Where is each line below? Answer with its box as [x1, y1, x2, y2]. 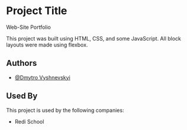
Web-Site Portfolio [6, 24, 51, 31]
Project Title [6, 4, 67, 18]
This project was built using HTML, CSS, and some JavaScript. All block [6, 35, 182, 42]
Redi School [14, 118, 44, 125]
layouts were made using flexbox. [6, 41, 88, 48]
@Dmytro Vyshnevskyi [14, 74, 71, 81]
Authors [6, 58, 37, 68]
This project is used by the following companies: [6, 106, 124, 114]
